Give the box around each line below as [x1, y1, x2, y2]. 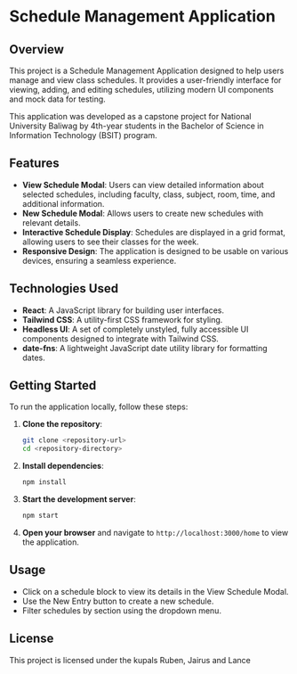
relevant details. [21, 217, 82, 228]
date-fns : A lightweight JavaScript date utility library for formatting [21, 342, 269, 353]
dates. [21, 352, 46, 363]
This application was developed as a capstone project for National [9, 111, 252, 121]
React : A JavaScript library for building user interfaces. [21, 305, 225, 316]
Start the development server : [21, 494, 136, 505]
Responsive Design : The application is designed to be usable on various [21, 245, 289, 256]
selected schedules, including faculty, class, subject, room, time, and [21, 189, 276, 200]
